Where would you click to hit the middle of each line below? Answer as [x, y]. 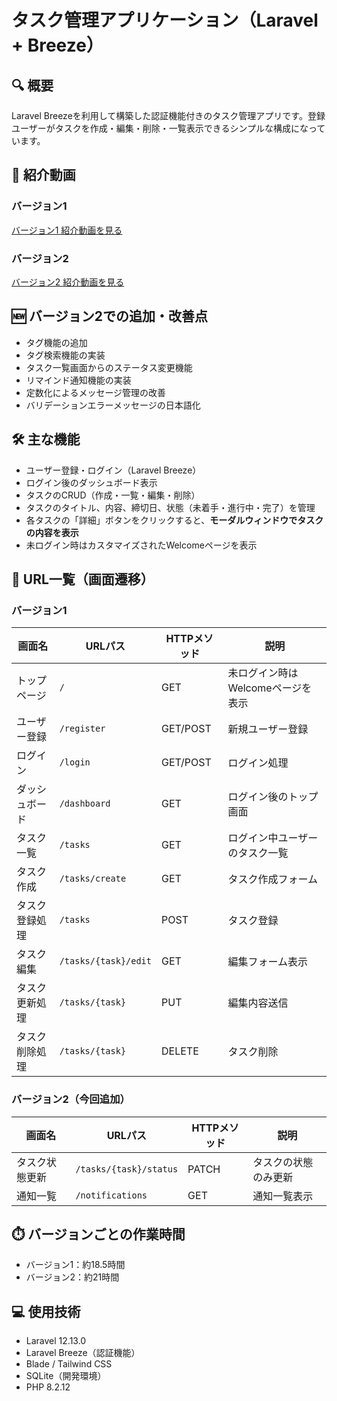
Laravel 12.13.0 [56, 1341]
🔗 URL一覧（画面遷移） [82, 579]
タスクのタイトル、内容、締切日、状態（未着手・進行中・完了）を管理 [170, 507]
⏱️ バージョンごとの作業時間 [98, 1234]
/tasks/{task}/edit [105, 961]
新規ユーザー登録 [268, 729]
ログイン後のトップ [273, 797]
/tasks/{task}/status [127, 1169]
